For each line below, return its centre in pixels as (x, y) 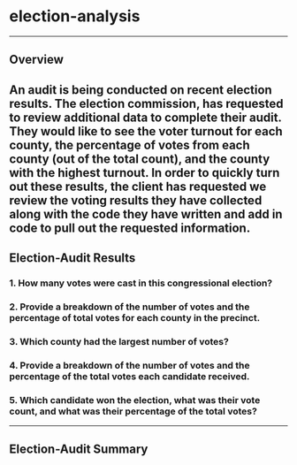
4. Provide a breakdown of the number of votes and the (129, 365)
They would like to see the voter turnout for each (146, 131)
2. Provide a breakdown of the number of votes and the (129, 307)
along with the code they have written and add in (146, 214)
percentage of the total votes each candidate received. (129, 376)
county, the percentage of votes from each (129, 145)
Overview (37, 60)
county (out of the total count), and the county (140, 159)
